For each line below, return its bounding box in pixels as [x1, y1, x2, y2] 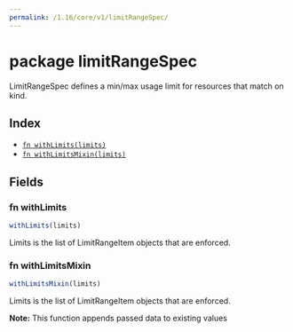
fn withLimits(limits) [21, 141, 107, 150]
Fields [9, 174, 44, 189]
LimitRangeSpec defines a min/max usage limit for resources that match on [9, 81, 284, 91]
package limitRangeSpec [9, 51, 198, 71]
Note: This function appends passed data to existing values [9, 312, 228, 324]
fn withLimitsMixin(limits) [21, 150, 126, 160]
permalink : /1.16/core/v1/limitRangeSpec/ [9, 12, 169, 22]
